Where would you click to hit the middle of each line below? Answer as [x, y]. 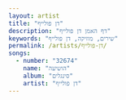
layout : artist [34, 16]
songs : [20, 53]
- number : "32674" [47, 61]
